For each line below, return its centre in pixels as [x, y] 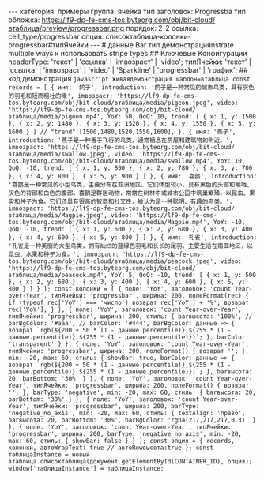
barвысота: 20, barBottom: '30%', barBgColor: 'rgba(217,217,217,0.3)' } [132, 420]
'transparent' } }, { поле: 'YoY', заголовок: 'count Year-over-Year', [128, 344]
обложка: [24, 20]
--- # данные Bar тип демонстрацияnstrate [162, 45]
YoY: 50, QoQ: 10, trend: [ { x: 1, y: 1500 [182, 117]
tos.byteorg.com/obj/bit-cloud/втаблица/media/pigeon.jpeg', [111, 103]
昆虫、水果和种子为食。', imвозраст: [64, 254]
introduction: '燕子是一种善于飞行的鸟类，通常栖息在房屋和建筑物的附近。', [121, 141]
